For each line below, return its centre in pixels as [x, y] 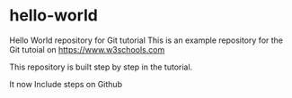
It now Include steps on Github [66, 84]
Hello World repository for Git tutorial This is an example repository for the [146, 40]
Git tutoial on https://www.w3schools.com [87, 49]
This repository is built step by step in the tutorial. [101, 67]
